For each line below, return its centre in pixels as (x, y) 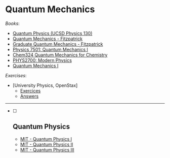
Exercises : (16, 75)
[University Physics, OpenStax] (45, 85)
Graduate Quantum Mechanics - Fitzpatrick (58, 44)
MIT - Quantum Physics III (47, 150)
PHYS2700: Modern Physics (42, 60)
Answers (29, 96)
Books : (13, 23)
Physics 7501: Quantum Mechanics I (50, 49)
